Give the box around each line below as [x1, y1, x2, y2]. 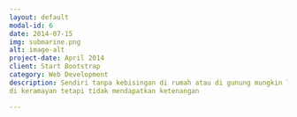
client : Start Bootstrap [9, 62, 101, 71]
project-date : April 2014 [9, 54, 104, 62]
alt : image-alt [9, 46, 65, 55]
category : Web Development [9, 70, 109, 79]
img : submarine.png [9, 37, 81, 47]
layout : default [9, 12, 69, 22]
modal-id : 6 [9, 21, 53, 30]
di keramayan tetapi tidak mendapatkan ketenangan [9, 86, 200, 95]
